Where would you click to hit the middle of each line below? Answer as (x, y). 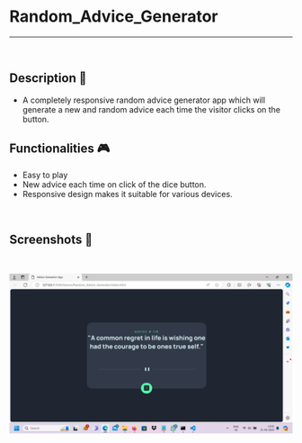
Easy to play (45, 175)
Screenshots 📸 (51, 239)
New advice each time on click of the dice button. (114, 184)
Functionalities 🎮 (60, 149)
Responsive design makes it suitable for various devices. (127, 194)
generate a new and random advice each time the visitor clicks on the (151, 109)
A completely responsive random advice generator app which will (144, 100)
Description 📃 (48, 78)
